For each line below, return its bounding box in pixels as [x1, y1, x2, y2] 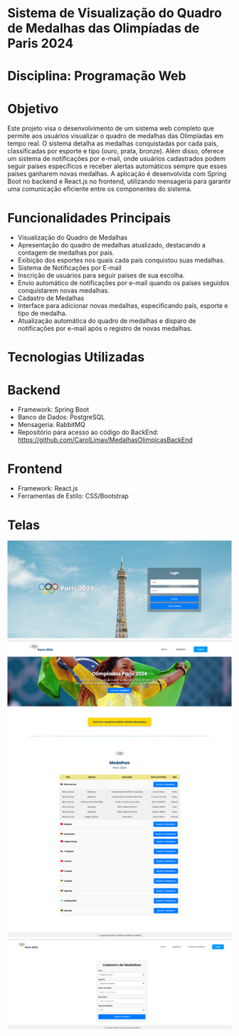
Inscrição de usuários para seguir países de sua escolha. [17, 271, 185, 279]
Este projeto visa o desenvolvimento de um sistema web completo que [7, 124, 215, 133]
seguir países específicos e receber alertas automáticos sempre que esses [7, 162, 228, 170]
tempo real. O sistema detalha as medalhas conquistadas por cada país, [7, 139, 218, 148]
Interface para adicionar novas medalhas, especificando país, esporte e [17, 302, 229, 310]
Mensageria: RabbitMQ [17, 421, 85, 429]
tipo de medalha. [17, 309, 68, 318]
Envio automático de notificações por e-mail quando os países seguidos [17, 279, 230, 287]
